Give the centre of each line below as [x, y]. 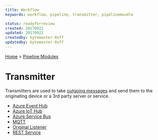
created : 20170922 [24, 28]
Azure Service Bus [32, 116]
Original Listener [29, 127]
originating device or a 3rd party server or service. [57, 96]
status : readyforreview [30, 24]
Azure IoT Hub [27, 111]
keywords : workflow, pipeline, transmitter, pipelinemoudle [69, 15]
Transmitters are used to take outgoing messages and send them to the [79, 90]
